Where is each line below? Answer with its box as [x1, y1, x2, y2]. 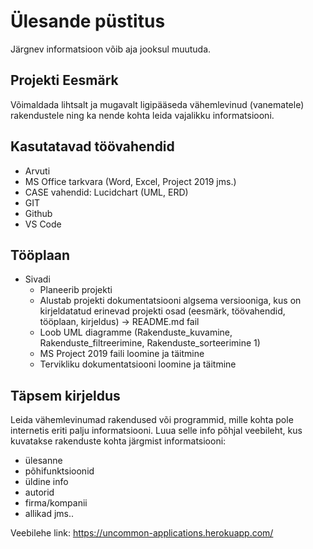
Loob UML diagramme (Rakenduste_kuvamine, [39, 326, 233, 339]
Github [24, 207, 53, 219]
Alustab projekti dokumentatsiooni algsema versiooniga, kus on [39, 295, 302, 307]
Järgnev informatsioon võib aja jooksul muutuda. [10, 43, 212, 55]
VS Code [24, 218, 62, 230]
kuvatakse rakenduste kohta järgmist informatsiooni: [10, 435, 227, 447]
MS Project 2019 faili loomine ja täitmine [39, 348, 205, 360]
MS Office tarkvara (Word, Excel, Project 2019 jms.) [24, 175, 237, 187]
